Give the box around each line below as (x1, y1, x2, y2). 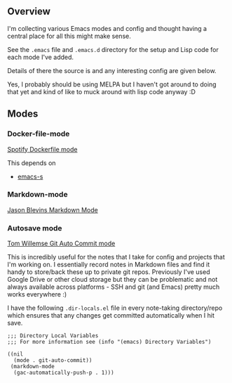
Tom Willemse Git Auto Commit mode (7, 239, 116, 248)
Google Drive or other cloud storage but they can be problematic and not (7, 275, 218, 284)
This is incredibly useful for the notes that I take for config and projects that (7, 253, 226, 261)
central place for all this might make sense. (7, 32, 131, 40)
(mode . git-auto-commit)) (13, 357, 93, 364)
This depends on (7, 158, 56, 167)
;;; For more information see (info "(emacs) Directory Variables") (7, 339, 212, 346)
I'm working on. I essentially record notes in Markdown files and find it (7, 260, 210, 269)
